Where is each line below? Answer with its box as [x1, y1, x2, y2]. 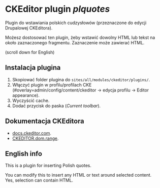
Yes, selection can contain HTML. [5, 177, 73, 183]
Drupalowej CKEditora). [5, 25, 53, 31]
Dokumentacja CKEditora [5, 117, 85, 125]
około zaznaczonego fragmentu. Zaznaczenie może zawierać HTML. [5, 39, 145, 45]
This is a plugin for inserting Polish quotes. [5, 162, 92, 168]
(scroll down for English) [5, 49, 55, 55]
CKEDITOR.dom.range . [12, 135, 59, 141]
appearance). [12, 92, 40, 98]
